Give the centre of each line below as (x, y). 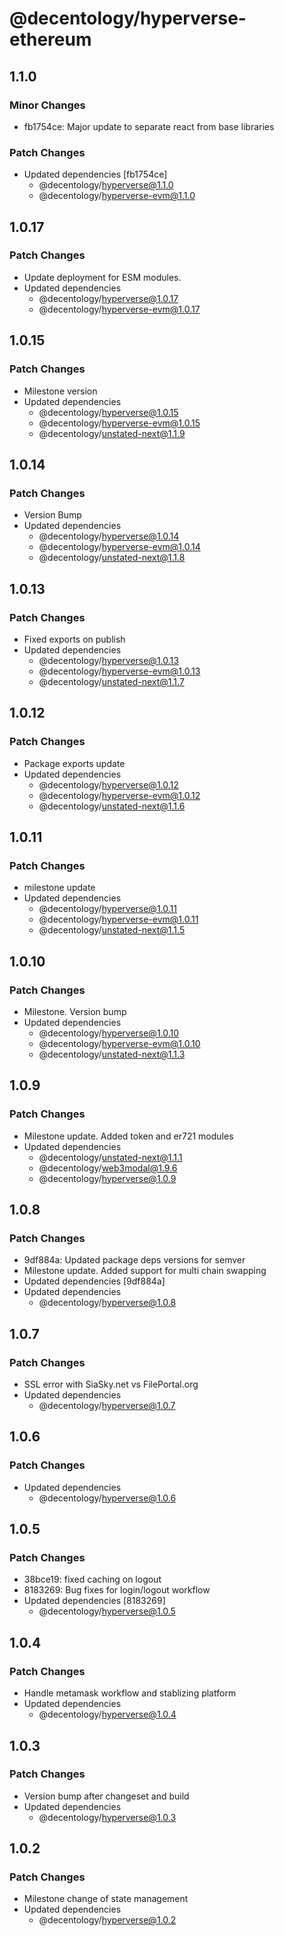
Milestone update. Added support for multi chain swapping (145, 1271)
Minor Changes (47, 105)
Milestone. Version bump (75, 1011)
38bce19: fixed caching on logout (92, 1579)
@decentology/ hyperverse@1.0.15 (108, 412)
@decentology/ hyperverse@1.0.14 (109, 536)
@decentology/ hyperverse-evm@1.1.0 (117, 196)
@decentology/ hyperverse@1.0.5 (107, 1611)
